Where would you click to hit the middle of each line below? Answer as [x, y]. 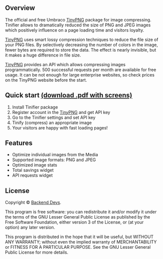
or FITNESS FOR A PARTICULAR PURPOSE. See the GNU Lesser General [78, 247]
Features [19, 143]
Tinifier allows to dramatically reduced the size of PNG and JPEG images [78, 25]
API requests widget [32, 175]
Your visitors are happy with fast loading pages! [60, 128]
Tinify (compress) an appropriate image [52, 122]
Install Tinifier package [35, 107]
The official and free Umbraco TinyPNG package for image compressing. [78, 19]
